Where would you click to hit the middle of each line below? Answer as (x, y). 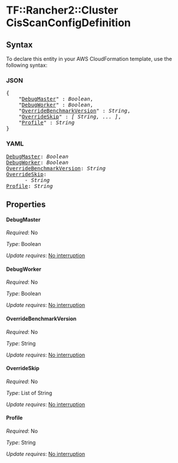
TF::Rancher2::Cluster (62, 10)
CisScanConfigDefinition (69, 23)
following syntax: (27, 65)
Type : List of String (29, 393)
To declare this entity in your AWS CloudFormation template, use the (89, 59)
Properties (26, 204)
